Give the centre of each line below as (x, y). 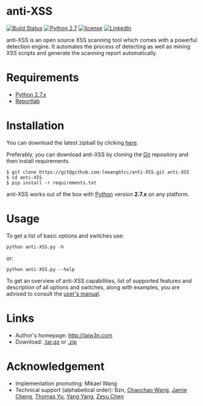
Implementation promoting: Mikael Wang (66, 383)
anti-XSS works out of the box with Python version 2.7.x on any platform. (98, 194)
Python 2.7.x (31, 94)
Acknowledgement (55, 366)
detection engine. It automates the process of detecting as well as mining (98, 46)
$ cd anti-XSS (24, 177)
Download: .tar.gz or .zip (46, 342)
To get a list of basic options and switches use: (65, 236)
